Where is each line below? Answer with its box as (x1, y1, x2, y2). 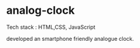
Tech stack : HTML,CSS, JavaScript (6, 23, 96, 31)
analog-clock (6, 4, 75, 17)
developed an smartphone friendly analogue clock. (6, 35, 135, 42)
